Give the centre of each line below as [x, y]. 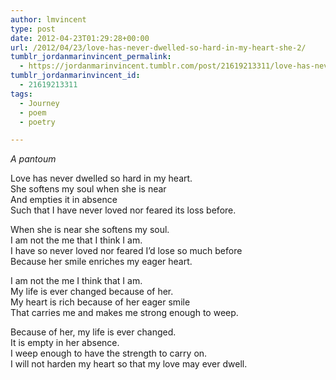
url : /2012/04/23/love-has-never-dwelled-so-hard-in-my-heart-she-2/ [158, 47]
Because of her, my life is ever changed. [93, 332]
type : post [33, 29]
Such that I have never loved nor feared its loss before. [123, 210]
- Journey [39, 103]
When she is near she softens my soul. [90, 230]
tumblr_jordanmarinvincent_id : [75, 76]
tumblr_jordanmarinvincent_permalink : [91, 57]
